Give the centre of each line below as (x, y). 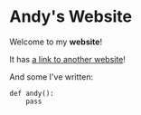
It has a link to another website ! (68, 59)
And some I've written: (51, 77)
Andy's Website (71, 17)
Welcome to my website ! (56, 42)
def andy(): (32, 93)
